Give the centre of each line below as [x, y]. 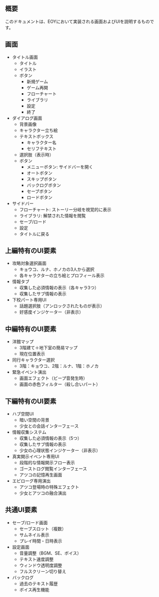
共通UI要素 [21, 510]
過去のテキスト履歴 [39, 583]
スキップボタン [42, 179]
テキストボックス [36, 136]
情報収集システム [29, 432]
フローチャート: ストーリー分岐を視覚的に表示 [65, 209]
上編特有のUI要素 [31, 251]
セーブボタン [39, 191]
